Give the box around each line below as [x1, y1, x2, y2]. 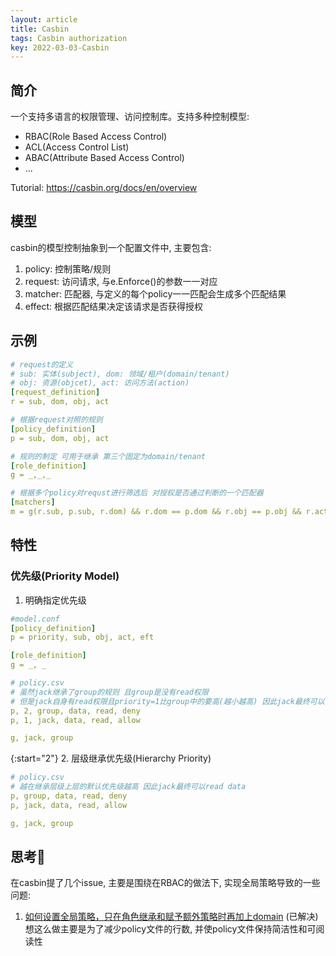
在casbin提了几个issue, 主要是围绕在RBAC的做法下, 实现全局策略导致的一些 [10, 877, 321, 889]
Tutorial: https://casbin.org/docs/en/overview [10, 182, 198, 194]
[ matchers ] [10, 497, 56, 508]
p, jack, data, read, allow [10, 800, 128, 810]
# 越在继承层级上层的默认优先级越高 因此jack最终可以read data [10, 782, 247, 792]
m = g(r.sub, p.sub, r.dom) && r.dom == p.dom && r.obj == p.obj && [10, 507, 302, 517]
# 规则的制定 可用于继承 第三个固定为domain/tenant [10, 451, 206, 461]
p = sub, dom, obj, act [10, 433, 110, 443]
